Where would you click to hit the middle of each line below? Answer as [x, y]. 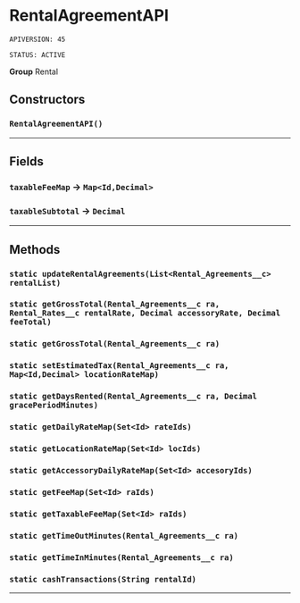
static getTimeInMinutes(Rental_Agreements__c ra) [121, 557]
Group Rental [34, 71]
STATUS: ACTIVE [37, 54]
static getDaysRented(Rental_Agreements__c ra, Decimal [133, 397]
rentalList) [35, 283]
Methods [35, 250]
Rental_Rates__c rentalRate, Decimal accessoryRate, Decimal [145, 313]
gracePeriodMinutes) [54, 406]
